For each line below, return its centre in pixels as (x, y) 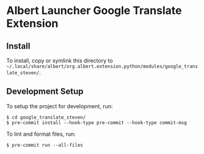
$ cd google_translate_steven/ (46, 117)
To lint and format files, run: (41, 134)
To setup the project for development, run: (60, 106)
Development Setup (45, 92)
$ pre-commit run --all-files (45, 145)
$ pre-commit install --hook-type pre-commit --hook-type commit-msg (97, 122)
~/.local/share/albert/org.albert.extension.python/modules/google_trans (102, 66)
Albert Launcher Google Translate (94, 11)
